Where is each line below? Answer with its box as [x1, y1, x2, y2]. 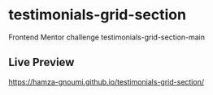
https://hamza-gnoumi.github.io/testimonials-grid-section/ [8, 76, 205, 86]
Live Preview [8, 56, 75, 69]
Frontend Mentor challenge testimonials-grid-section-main [8, 32, 206, 42]
